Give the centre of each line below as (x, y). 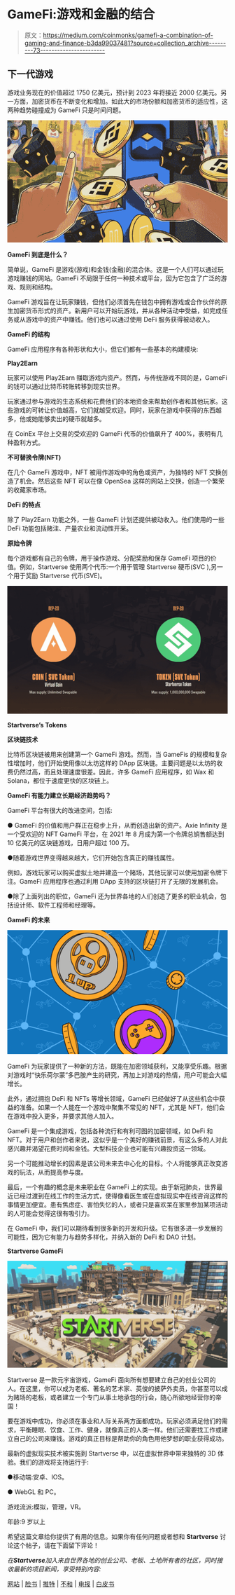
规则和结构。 (38, 287)
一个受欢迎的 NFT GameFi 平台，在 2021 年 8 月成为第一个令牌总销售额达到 (116, 834)
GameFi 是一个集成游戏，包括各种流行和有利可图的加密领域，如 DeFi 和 (110, 1131)
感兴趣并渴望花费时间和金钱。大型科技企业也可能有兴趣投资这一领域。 (108, 1149)
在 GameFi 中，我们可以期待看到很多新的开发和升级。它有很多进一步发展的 (115, 1228)
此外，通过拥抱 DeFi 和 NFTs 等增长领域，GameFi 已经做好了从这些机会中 (113, 1099)
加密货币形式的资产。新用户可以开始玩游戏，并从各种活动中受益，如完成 (117, 310)
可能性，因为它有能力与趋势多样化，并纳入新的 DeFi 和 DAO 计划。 (104, 1237)
